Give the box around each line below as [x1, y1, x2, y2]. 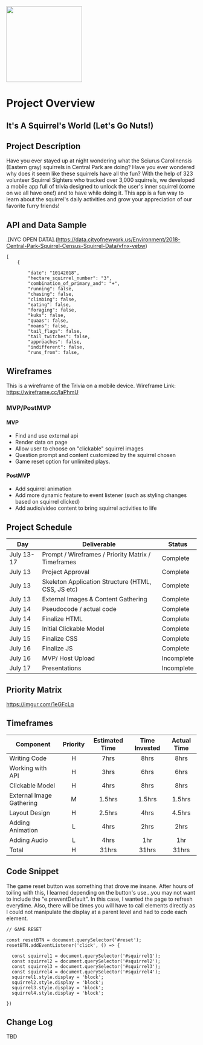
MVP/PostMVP [6, 403, 51, 412]
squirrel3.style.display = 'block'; [11, 984, 104, 990]
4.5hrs [172, 809, 191, 817]
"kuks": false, [28, 312, 66, 319]
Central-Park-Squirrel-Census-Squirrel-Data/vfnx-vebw [6, 242, 146, 250]
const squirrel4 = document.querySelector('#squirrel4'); [11, 969, 161, 975]
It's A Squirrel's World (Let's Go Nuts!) [6, 121, 154, 131]
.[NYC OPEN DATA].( [6, 236, 58, 243]
